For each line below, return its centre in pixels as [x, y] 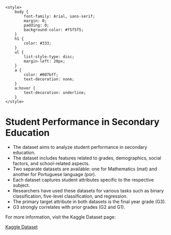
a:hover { [25, 88]
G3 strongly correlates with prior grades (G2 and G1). [69, 207]
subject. [21, 185]
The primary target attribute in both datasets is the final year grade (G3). [89, 201]
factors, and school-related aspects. [51, 163]
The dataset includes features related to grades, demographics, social [87, 158]
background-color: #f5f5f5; [54, 30]
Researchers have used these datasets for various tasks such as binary [88, 190]
